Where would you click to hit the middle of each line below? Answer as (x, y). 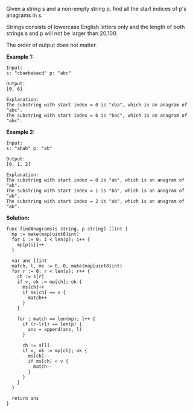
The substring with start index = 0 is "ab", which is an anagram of (96, 180)
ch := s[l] (36, 345)
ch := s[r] (31, 276)
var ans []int (29, 261)
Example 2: (21, 132)
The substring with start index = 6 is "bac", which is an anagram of (97, 116)
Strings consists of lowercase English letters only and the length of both (96, 27)
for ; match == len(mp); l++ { (56, 319)
